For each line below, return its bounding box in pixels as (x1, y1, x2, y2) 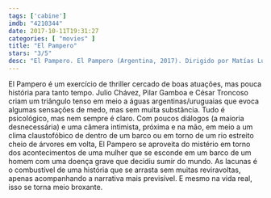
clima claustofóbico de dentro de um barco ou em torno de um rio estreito (8, 130, 254, 140)
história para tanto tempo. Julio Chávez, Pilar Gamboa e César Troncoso (8, 87, 248, 97)
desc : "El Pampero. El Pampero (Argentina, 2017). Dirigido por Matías (8, 57, 254, 65)
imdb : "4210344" (8, 19, 63, 27)
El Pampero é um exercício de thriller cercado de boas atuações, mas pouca (8, 78, 262, 89)
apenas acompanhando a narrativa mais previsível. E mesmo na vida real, (8, 173, 252, 183)
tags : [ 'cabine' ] (8, 11, 67, 20)
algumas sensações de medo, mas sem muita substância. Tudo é (8, 104, 226, 114)
